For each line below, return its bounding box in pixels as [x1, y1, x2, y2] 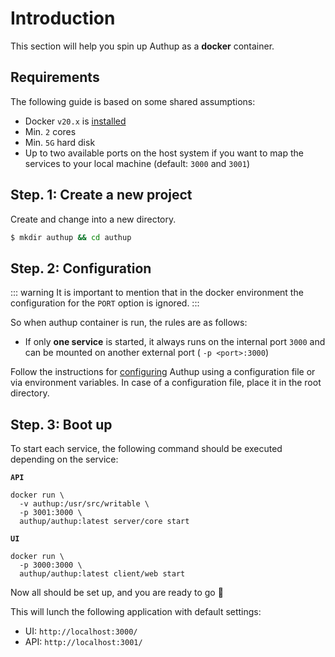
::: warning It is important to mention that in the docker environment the [10, 287, 304, 299]
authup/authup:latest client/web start [19, 569, 186, 579]
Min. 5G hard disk [24, 136, 96, 148]
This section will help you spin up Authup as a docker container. [10, 40, 275, 52]
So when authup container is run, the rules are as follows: [10, 317, 248, 329]
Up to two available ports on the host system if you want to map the [24, 147, 304, 159]
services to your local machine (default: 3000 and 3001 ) [24, 157, 251, 169]
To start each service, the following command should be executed [10, 443, 283, 455]
